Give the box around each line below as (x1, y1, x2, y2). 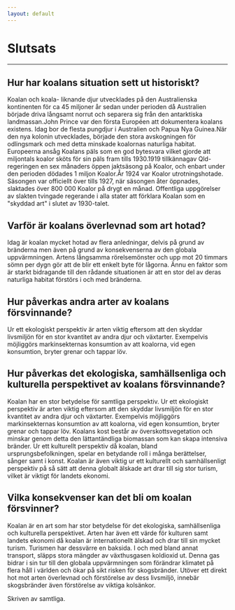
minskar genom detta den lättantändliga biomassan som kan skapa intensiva (7, 434, 228, 443)
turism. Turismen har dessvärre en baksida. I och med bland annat (7, 544, 199, 552)
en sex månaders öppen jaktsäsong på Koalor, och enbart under (40, 162, 225, 171)
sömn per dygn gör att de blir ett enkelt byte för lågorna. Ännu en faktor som (7, 260, 228, 269)
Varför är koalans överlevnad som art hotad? (7, 220, 206, 232)
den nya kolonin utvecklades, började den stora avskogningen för (7, 132, 197, 141)
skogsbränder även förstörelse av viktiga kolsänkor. (7, 581, 156, 589)
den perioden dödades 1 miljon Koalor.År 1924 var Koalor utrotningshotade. (7, 169, 224, 178)
